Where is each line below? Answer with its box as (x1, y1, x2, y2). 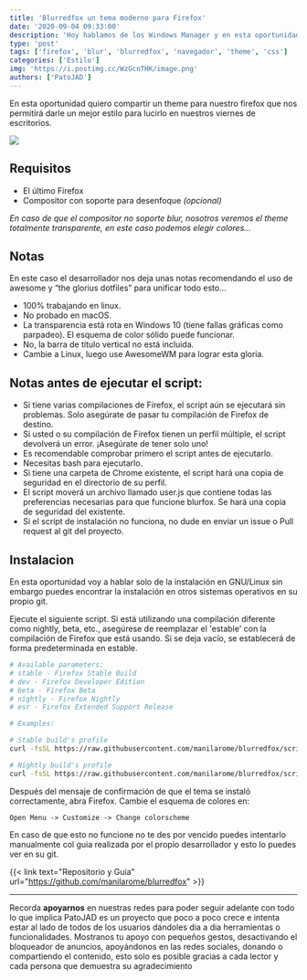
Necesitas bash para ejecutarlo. (22, 458, 143, 469)
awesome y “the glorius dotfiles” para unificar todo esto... (9, 282, 227, 293)
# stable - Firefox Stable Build (9, 669, 137, 678)
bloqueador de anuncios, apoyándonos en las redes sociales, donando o (9, 941, 283, 952)
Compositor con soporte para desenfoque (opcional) (22, 195, 222, 205)
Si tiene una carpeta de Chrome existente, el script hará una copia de (22, 468, 284, 479)
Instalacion (9, 552, 75, 567)
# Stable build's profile (9, 736, 108, 745)
